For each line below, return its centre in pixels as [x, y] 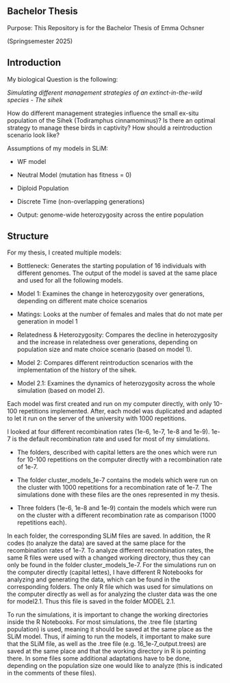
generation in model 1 [47, 322]
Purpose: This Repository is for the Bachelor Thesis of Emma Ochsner [106, 27]
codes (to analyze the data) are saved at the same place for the [97, 543]
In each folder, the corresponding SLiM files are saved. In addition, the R [109, 536]
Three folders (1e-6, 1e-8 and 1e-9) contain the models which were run [117, 508]
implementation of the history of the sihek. [77, 370]
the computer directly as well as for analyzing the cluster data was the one [112, 594]
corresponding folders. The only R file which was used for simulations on [110, 587]
